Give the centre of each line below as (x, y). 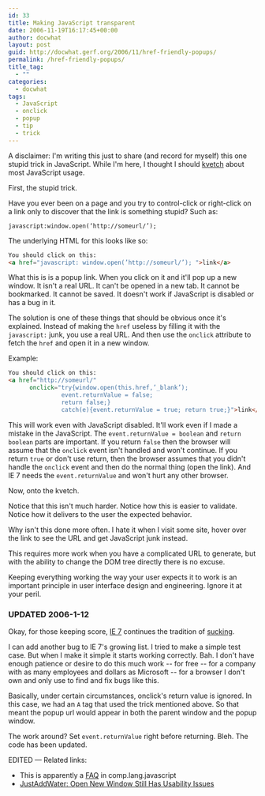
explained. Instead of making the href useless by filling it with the (114, 326)
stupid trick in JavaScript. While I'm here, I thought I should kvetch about (126, 164)
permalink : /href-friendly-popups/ (67, 60)
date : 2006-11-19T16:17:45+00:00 (63, 30)
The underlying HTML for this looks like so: (78, 240)
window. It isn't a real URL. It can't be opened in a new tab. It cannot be (124, 286)
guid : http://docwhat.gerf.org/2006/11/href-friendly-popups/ (112, 52)
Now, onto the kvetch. (44, 490)
